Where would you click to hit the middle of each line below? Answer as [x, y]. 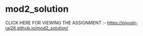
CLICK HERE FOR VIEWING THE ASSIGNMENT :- [56, 23]
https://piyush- [122, 23]
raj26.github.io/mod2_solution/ [37, 28]
